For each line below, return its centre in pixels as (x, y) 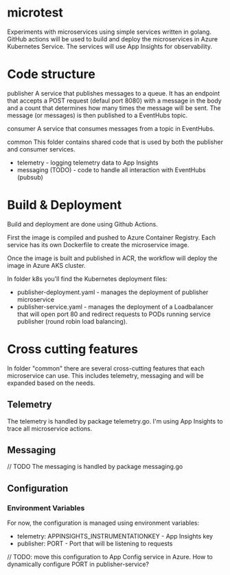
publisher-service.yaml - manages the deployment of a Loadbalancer (115, 306)
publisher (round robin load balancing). (72, 321)
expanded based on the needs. (51, 383)
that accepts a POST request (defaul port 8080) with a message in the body (114, 101)
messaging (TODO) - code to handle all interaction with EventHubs (111, 169)
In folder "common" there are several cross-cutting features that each (106, 368)
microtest (35, 13)
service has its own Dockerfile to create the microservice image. (98, 244)
